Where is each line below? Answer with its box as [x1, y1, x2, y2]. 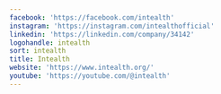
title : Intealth [9, 55, 70, 64]
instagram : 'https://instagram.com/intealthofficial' [9, 21, 216, 30]
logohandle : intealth [9, 38, 91, 47]
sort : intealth [9, 47, 66, 56]
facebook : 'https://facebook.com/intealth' [9, 13, 175, 22]
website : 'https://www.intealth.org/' [9, 64, 155, 73]
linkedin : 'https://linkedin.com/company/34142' [9, 30, 195, 38]
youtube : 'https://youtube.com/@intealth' [9, 72, 171, 81]
